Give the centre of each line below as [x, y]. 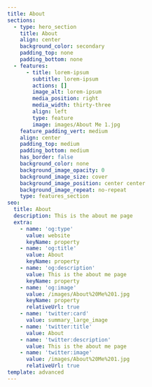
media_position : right [65, 99]
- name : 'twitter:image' [56, 353]
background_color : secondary [62, 46]
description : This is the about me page [73, 216]
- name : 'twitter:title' [56, 327]
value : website [48, 236]
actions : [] [50, 86]
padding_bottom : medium [55, 151]
